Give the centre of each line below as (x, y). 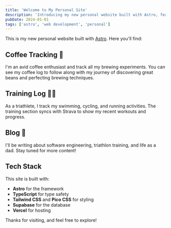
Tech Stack (23, 167)
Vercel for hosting (32, 210)
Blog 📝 (16, 133)
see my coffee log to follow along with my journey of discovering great (79, 72)
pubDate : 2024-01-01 (27, 19)
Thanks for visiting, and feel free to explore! (51, 220)
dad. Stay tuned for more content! (41, 150)
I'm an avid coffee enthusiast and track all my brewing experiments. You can (85, 67)
